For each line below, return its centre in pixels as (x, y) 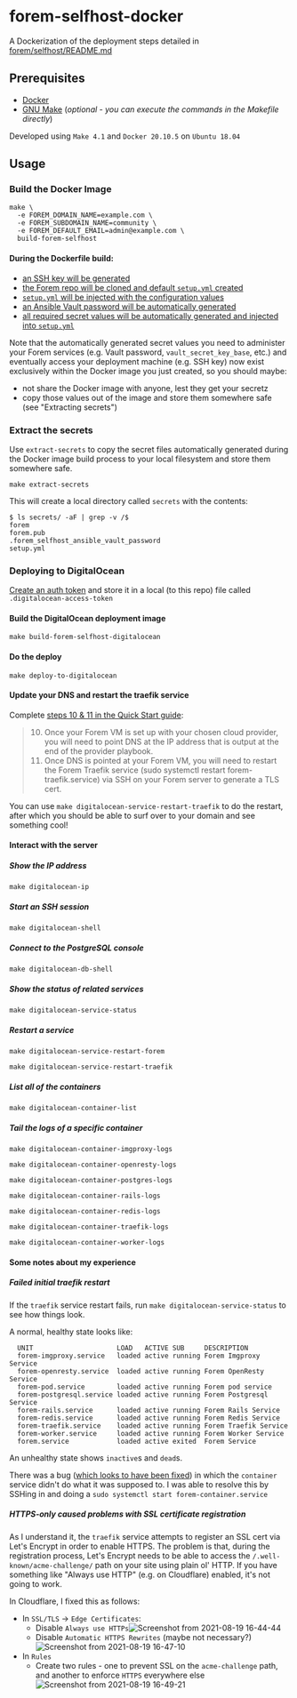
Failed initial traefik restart (60, 1283)
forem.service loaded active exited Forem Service (136, 1441)
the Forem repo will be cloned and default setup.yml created (132, 287)
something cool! (39, 825)
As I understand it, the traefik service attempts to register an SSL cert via (145, 1536)
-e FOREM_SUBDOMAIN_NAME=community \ (87, 223)
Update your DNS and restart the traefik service (99, 695)
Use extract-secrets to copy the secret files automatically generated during (149, 449)
